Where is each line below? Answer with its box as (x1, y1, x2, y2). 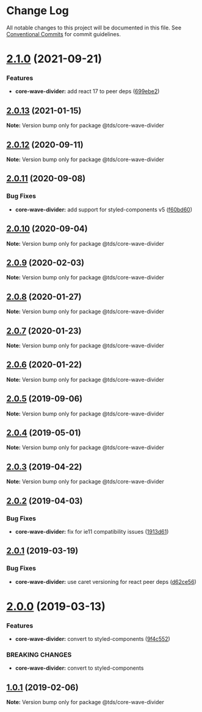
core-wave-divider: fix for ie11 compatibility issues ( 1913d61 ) (15, 528, 169, 535)
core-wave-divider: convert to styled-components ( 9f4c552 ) (15, 635, 171, 643)
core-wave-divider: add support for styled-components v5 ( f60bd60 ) (15, 206, 193, 213)
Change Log (6, 4, 69, 18)
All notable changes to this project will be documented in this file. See (6, 24, 182, 31)
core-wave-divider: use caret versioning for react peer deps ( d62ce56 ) (15, 578, 197, 585)
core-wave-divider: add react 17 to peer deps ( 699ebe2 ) (15, 88, 160, 95)
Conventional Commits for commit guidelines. (6, 30, 121, 37)
